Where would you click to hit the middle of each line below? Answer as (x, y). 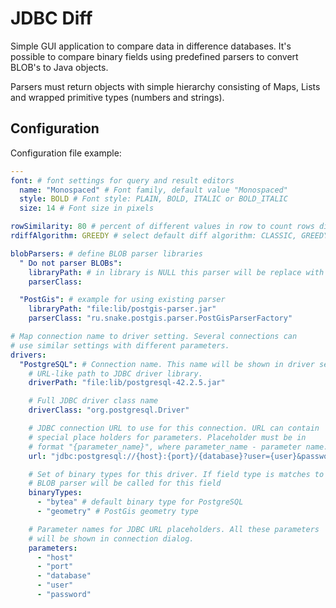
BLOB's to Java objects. (59, 67)
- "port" (55, 567)
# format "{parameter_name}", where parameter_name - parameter (165, 447)
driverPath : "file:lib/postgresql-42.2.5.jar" (127, 383)
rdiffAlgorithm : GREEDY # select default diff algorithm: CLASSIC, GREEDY (169, 236)
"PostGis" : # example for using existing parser (122, 300)
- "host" (55, 557)
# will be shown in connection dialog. (111, 538)
